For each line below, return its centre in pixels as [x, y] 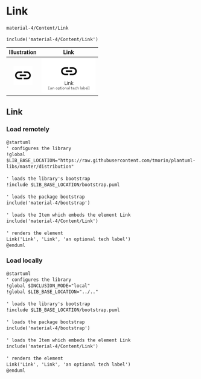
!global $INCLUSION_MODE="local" [48, 286]
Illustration [23, 52]
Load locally [24, 260]
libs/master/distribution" [40, 166]
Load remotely [28, 129]
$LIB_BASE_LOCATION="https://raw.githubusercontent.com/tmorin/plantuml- [101, 160]
